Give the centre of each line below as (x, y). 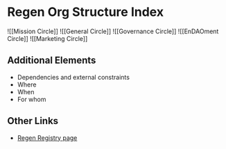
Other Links (33, 121)
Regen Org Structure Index (86, 12)
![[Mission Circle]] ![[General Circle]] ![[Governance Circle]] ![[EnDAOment (113, 31)
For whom (32, 99)
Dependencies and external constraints (73, 77)
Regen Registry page (47, 138)
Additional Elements (52, 61)
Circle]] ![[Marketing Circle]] (47, 38)
